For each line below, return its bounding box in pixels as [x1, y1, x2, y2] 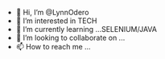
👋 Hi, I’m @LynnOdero [15, 8, 89, 17]
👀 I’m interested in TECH [15, 16, 97, 26]
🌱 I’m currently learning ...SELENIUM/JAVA [15, 25, 157, 33]
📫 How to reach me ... [15, 42, 91, 51]
